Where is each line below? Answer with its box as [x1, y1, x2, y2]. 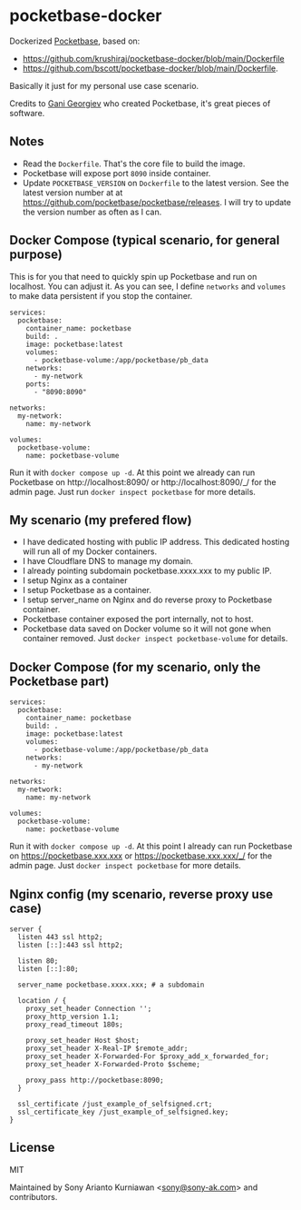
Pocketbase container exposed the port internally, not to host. [22, 614, 254, 625]
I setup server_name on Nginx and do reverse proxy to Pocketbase [22, 594, 273, 605]
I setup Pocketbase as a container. [22, 585, 152, 596]
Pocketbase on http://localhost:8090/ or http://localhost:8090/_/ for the [9, 476, 277, 487]
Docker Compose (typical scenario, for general [9, 233, 280, 248]
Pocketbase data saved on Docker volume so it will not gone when [22, 623, 272, 634]
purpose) [9, 247, 63, 263]
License [9, 1140, 55, 1155]
